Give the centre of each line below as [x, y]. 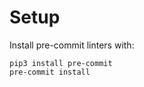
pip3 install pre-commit [61, 63]
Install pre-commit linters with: [72, 45]
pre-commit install [50, 72]
